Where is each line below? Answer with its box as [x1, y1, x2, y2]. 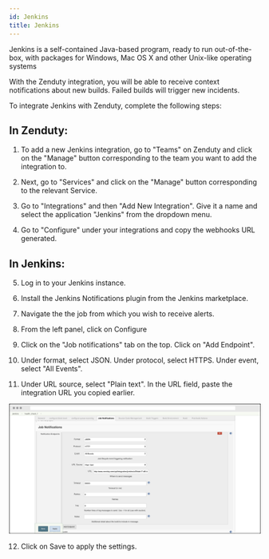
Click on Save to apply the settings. [20, 541, 137, 551]
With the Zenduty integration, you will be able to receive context [9, 77, 220, 86]
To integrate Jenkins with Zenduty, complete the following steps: [9, 101, 222, 110]
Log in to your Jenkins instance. [20, 278, 126, 287]
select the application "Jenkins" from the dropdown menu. [20, 210, 212, 220]
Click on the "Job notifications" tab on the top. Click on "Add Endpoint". [20, 340, 255, 350]
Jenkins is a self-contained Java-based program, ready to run [9, 44, 213, 54]
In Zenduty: [9, 124, 69, 137]
